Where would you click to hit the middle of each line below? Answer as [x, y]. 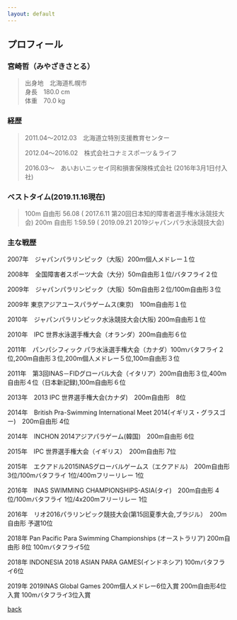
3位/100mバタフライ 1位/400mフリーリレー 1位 [76, 475]
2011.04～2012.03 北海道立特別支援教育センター [97, 137]
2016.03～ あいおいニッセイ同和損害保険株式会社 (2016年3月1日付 [123, 168]
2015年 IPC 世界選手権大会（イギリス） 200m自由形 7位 [92, 451]
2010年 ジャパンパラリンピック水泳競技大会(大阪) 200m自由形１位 [107, 320]
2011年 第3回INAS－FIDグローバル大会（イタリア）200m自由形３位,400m [117, 373]
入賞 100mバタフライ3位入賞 [49, 595]
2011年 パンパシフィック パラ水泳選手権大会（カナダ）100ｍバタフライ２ [116, 350]
